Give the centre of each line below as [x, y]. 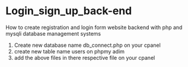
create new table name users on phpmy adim [69, 51]
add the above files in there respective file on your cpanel [85, 58]
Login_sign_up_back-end [69, 11]
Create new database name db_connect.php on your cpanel [87, 45]
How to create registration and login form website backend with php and [94, 27]
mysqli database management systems [53, 33]
